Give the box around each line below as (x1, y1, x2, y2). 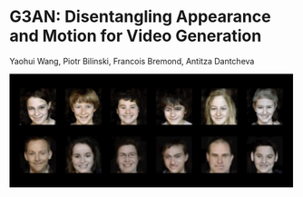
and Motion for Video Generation (9, 25, 262, 46)
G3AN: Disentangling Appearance (9, 6, 271, 27)
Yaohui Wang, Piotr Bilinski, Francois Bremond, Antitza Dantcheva (9, 55, 255, 66)
